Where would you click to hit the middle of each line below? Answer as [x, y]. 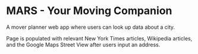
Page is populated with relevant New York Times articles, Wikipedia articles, [99, 38]
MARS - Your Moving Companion [89, 11]
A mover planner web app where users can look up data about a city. [91, 27]
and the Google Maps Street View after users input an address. [83, 45]
